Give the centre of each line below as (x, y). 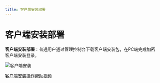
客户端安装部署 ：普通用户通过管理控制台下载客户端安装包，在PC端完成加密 (80, 49)
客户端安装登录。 (22, 55)
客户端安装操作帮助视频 (28, 76)
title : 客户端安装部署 (25, 9)
